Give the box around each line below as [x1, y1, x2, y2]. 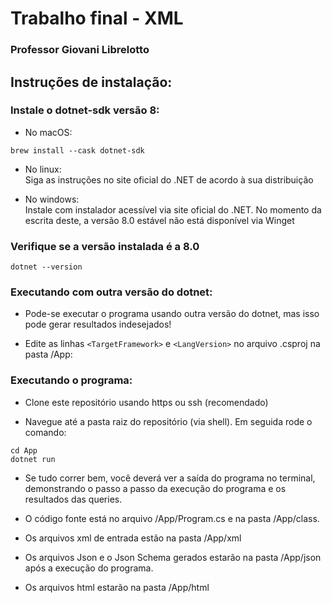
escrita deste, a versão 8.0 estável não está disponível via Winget [24, 214, 295, 226]
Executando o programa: [10, 373, 133, 387]
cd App [10, 445, 38, 456]
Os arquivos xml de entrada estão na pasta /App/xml [24, 532, 242, 544]
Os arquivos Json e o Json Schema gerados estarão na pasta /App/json [24, 551, 322, 563]
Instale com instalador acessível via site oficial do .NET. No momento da [24, 203, 322, 216]
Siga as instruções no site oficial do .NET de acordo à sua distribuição [24, 173, 314, 186]
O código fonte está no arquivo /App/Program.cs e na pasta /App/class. [24, 512, 320, 524]
